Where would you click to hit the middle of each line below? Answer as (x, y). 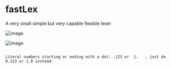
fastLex (22, 9)
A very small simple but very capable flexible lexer (58, 23)
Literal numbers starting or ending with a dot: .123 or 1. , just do (86, 57)
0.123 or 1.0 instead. (29, 61)
